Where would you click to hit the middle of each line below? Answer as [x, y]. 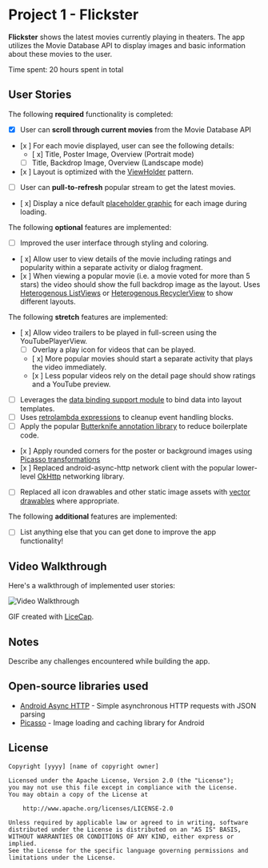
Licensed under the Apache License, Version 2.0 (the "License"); [121, 780]
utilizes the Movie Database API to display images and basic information [127, 45]
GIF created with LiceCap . [51, 617]
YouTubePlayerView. [54, 341]
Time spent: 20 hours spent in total [66, 69]
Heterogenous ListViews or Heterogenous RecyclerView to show [126, 293]
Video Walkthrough [58, 566]
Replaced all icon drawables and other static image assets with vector [135, 492]
